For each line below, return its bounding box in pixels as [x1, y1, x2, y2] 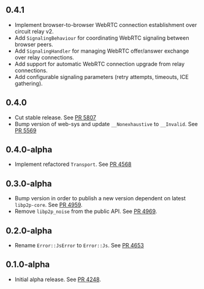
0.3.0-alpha [6, 178, 52, 189]
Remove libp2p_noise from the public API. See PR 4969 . [14, 208, 157, 215]
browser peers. [14, 40, 53, 48]
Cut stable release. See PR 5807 [14, 113, 96, 121]
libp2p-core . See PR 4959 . [14, 201, 83, 209]
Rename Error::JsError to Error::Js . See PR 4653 [14, 242, 145, 249]
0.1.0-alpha [6, 260, 50, 270]
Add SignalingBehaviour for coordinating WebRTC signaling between [14, 34, 189, 42]
